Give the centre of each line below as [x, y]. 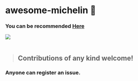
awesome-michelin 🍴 [51, 10]
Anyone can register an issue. [43, 72]
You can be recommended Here [45, 26]
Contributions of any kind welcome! [75, 58]
